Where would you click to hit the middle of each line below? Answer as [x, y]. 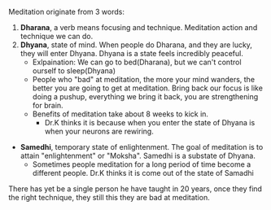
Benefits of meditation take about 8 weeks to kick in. [120, 114]
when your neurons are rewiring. [99, 131]
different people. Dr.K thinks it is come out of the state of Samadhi [143, 173]
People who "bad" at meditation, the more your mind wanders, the [143, 79]
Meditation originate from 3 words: [66, 12]
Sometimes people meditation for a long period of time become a [142, 164]
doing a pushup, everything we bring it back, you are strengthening [145, 96]
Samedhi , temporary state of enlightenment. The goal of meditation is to [142, 147]
